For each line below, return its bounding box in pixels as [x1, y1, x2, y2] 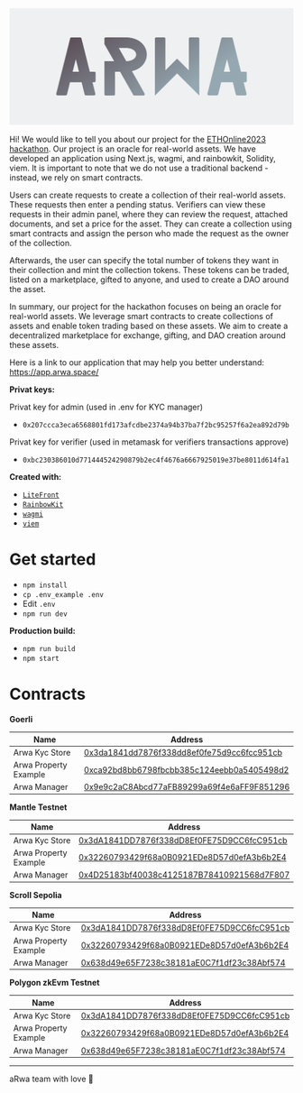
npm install [22, 581, 68, 590]
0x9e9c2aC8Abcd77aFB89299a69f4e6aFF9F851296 [84, 782, 290, 793]
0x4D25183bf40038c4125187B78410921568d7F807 [78, 869, 290, 880]
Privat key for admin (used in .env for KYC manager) [9, 401, 204, 413]
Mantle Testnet [9, 802, 68, 813]
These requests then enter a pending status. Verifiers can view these [9, 199, 266, 210]
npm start [22, 654, 60, 664]
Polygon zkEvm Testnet [9, 978, 100, 988]
